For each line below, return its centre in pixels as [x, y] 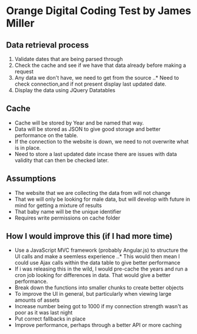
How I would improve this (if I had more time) [89, 236]
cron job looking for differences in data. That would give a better [93, 275]
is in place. [28, 147]
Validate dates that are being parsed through [69, 59]
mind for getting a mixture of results [58, 205]
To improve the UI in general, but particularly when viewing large [93, 294]
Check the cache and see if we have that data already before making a [100, 65]
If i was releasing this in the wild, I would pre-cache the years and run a [101, 269]
